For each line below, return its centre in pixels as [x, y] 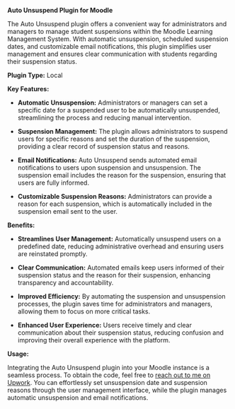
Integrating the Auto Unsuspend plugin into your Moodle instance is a [109, 368]
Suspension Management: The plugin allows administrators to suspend [122, 131]
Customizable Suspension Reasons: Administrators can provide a [115, 196]
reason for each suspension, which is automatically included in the [115, 204]
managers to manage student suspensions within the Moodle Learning [110, 31]
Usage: [18, 354]
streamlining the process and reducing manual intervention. [104, 117]
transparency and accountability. [65, 283]
